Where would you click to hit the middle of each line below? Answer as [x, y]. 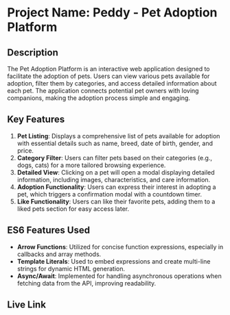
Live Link [27, 305]
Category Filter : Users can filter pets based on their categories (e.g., [115, 157]
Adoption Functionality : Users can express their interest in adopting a [116, 187]
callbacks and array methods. [59, 254]
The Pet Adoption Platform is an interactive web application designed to [108, 69]
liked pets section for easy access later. [73, 209]
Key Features [36, 119]
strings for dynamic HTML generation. [71, 268]
